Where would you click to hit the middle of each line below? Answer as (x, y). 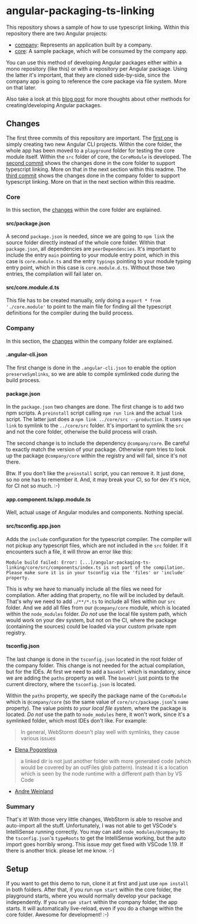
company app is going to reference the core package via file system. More (96, 81)
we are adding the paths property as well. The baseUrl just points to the (93, 678)
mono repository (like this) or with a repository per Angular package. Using (97, 68)
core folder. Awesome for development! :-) (58, 915)
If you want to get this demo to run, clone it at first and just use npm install (97, 883)
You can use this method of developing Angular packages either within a (94, 62)
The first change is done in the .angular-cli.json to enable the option (91, 367)
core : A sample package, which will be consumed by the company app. (101, 51)
